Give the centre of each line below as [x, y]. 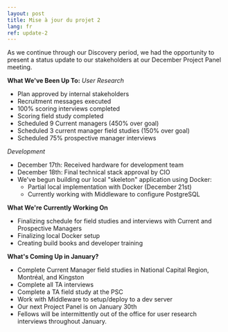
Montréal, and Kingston [51, 277]
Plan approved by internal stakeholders [73, 94]
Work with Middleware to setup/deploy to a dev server [95, 299]
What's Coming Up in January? [53, 257]
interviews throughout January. [62, 322]
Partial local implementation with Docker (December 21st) [109, 187]
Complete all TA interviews [55, 285]
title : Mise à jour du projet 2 [54, 20]
